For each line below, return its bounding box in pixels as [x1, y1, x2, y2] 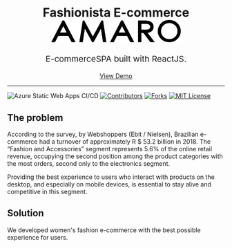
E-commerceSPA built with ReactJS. [45, 53, 187, 64]
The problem [7, 112, 64, 124]
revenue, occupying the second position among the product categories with [7, 152, 223, 160]
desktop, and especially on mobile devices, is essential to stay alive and [7, 180, 212, 188]
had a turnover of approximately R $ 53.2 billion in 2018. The [39, 137, 211, 146]
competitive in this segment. [7, 187, 88, 195]
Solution [7, 207, 44, 219]
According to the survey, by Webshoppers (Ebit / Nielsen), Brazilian [7, 130, 199, 138]
